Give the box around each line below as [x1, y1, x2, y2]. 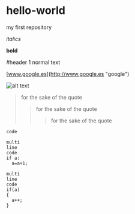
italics [6, 35, 21, 42]
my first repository [6, 24, 52, 31]
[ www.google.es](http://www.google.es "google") [6, 70, 130, 77]
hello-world [6, 4, 66, 17]
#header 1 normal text [6, 58, 61, 66]
